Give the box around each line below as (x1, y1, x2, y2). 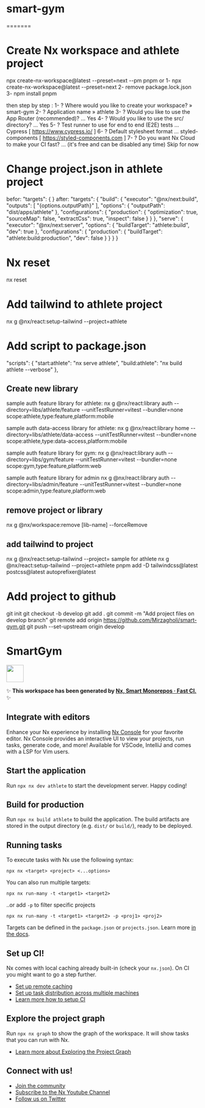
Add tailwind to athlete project (6, 297, 163, 311)
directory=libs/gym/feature (6, 456, 74, 463)
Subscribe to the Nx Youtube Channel (15, 1088, 110, 1096)
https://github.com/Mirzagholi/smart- (103, 617, 197, 623)
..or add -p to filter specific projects (6, 901, 96, 909)
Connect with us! (6, 1066, 73, 1076)
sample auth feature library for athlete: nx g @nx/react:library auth (6, 400, 173, 407)
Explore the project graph (6, 1013, 105, 1024)
